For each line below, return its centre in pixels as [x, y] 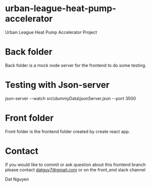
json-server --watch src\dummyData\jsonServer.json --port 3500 [71, 98]
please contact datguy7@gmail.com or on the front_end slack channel [75, 170]
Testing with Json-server [57, 85]
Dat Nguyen [17, 179]
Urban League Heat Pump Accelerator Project [51, 32]
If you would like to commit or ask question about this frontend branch [75, 164]
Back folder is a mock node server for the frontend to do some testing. [76, 65]
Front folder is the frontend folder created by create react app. [67, 131]
